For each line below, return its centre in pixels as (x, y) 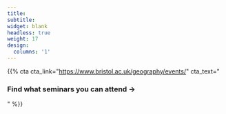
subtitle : (21, 20)
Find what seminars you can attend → (71, 89)
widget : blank (28, 26)
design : (18, 45)
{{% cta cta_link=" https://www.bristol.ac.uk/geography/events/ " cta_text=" (114, 71)
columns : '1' (32, 52)
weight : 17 (23, 39)
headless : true (29, 33)
